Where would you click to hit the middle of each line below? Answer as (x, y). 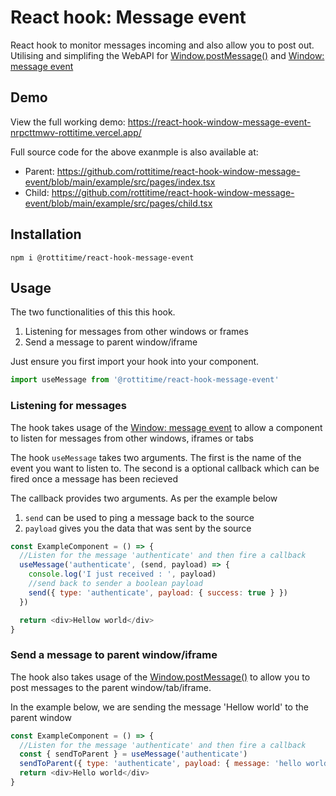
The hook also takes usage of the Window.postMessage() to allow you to (160, 677)
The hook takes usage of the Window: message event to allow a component (166, 427)
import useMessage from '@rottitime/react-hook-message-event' (145, 380)
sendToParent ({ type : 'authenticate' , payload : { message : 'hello (160, 764)
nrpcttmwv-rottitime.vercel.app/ (76, 132)
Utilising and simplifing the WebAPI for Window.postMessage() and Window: (167, 55)
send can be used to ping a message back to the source (139, 517)
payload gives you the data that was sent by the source (138, 528)
